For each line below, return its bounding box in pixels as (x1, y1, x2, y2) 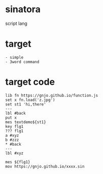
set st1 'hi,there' (5, 101, 46, 107)
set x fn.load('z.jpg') (5, 97, 56, 102)
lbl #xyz (5, 151, 24, 156)
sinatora (5, 4, 41, 15)
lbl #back (5, 111, 26, 116)
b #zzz (5, 137, 19, 143)
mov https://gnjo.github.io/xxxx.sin (5, 164, 85, 169)
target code (5, 76, 55, 88)
